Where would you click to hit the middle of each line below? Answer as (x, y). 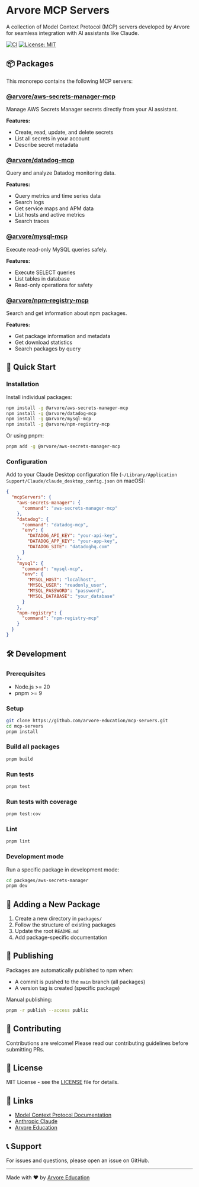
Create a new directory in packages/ (58, 919)
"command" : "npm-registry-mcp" (60, 618)
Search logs (29, 202)
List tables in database (42, 278)
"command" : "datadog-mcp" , (55, 525)
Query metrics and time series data (58, 196)
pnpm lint (18, 841)
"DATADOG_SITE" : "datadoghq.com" (69, 547)
